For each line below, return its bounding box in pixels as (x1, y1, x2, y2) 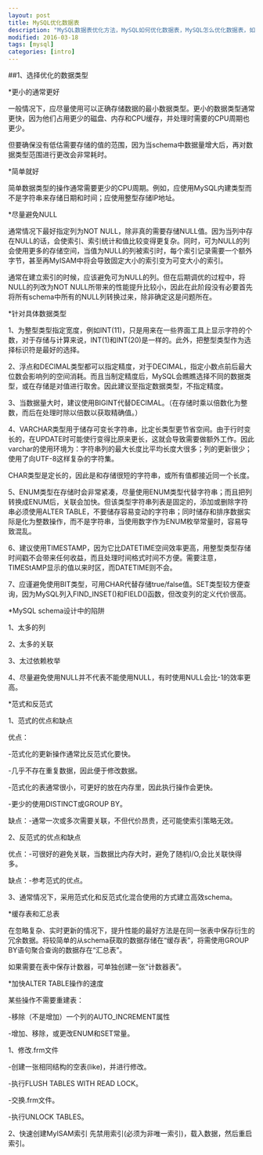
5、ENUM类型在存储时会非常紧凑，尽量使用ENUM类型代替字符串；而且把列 (8, 487, 253, 497)
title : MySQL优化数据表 (8, 19, 80, 27)
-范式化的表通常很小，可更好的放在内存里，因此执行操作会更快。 (8, 782, 218, 792)
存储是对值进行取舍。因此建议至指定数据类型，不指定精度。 (34, 381, 228, 391)
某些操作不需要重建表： (8, 996, 84, 1004)
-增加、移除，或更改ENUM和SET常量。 (8, 1029, 135, 1038)
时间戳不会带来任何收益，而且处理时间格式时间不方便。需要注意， (8, 553, 221, 562)
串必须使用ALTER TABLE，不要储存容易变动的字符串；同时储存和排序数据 (8, 507, 244, 516)
